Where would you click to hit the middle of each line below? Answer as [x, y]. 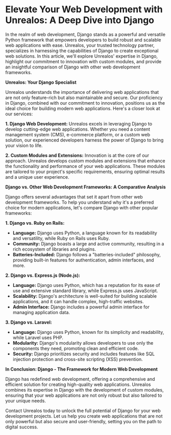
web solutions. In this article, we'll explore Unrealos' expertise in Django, [82, 56]
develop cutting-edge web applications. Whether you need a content [78, 129]
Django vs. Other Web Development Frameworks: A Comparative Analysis [86, 187]
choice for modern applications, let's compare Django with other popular [82, 207]
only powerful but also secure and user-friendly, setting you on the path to [83, 421]
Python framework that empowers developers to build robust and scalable [83, 40]
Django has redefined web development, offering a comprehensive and [80, 379]
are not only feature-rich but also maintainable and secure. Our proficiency [84, 98]
